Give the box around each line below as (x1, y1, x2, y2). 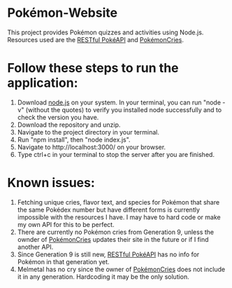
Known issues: (7, 175, 96, 191)
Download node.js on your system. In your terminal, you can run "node (17, 98, 222, 107)
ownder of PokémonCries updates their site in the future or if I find (17, 235, 209, 243)
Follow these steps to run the (7, 60, 180, 76)
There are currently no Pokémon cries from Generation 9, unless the (17, 228, 215, 236)
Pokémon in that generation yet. (17, 257, 110, 266)
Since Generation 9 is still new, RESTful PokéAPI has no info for (17, 250, 200, 259)
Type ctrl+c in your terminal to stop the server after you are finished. (17, 150, 215, 158)
